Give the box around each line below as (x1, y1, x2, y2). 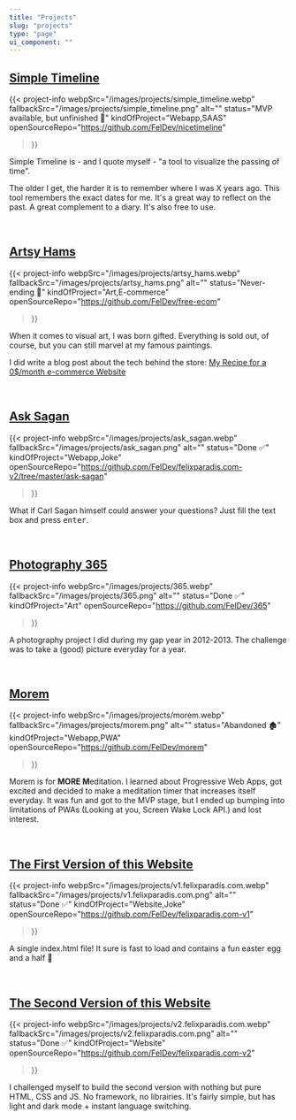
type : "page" (9, 29, 57, 38)
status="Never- (209, 277, 266, 288)
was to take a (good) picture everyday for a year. (9, 643, 187, 655)
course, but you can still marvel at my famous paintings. (9, 340, 213, 350)
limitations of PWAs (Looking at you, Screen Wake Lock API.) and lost (9, 804, 262, 815)
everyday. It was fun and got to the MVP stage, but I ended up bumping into (9, 795, 285, 806)
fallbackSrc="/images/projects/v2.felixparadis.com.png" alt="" (9, 1028, 239, 1039)
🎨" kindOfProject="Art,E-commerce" (36, 287, 170, 297)
